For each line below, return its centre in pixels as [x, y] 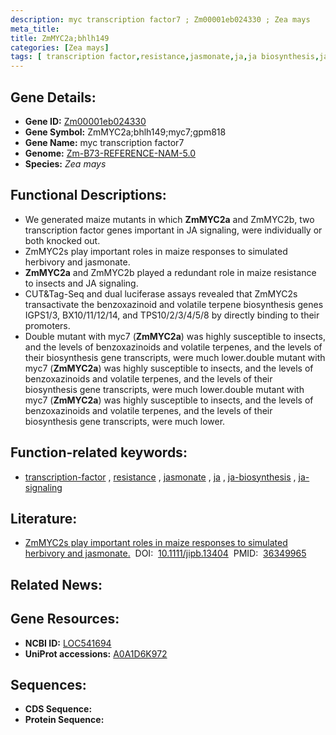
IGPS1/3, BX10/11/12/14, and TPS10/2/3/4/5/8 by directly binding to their [172, 315]
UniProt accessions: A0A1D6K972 [96, 653]
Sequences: [48, 684]
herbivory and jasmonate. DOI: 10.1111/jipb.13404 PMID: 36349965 [165, 553]
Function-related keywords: [99, 452]
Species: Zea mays [65, 163]
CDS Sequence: [58, 709]
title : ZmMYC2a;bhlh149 [60, 38]
